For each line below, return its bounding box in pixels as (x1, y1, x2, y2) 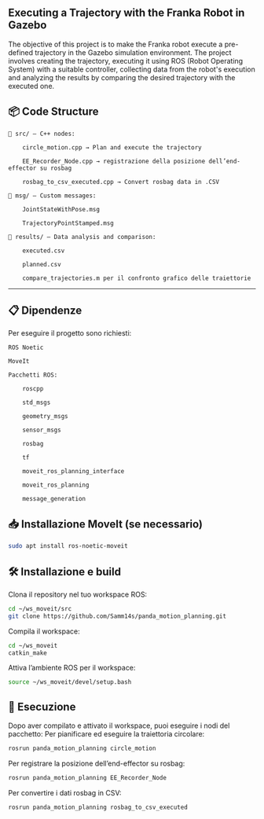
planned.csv (22, 260, 61, 268)
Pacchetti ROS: (8, 371, 58, 380)
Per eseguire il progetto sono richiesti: (8, 329, 132, 338)
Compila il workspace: (8, 626, 80, 636)
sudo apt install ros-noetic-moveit (8, 542, 128, 550)
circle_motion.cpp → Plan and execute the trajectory (22, 143, 202, 152)
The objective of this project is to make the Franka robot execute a (8, 39, 223, 49)
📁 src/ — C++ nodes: (8, 130, 76, 138)
